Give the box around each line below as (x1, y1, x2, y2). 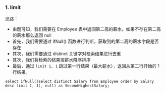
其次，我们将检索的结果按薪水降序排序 (12, 57, 91, 63)
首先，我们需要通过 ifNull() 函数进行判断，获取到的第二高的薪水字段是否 (12, 38, 160, 44)
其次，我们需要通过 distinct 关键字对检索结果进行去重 (12, 51, 121, 57)
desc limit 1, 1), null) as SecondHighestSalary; (5, 83, 110, 89)
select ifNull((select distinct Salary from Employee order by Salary (5, 79, 154, 84)
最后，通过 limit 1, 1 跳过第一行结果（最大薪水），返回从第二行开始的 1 (12, 63, 160, 69)
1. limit (5, 4, 21, 11)
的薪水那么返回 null (12, 32, 52, 38)
